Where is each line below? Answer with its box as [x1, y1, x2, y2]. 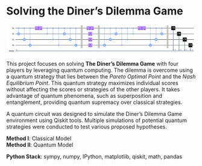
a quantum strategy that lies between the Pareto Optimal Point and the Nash [6, 73, 196, 80]
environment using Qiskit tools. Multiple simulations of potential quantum [6, 117, 188, 124]
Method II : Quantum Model [6, 141, 74, 148]
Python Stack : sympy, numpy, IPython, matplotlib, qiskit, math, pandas [6, 153, 183, 161]
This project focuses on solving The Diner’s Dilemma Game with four [6, 60, 179, 68]
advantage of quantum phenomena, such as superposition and [6, 92, 163, 100]
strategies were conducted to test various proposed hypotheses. [6, 123, 167, 130]
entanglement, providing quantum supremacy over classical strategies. [6, 98, 183, 106]
